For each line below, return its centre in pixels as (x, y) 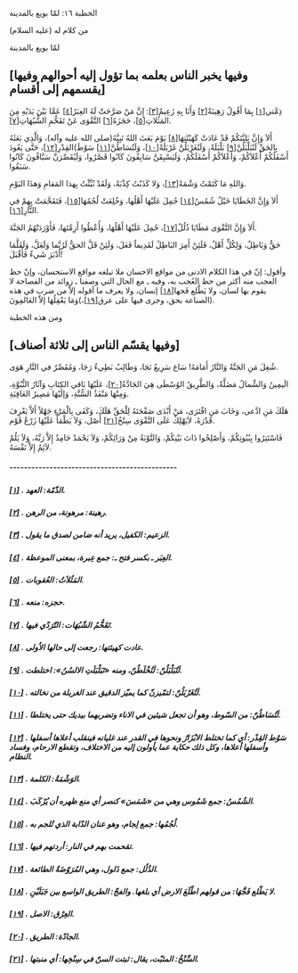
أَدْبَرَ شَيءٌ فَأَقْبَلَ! (36, 254)
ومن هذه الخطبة (36, 317)
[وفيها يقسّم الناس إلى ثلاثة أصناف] (95, 346)
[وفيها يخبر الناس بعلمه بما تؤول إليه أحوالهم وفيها (129, 75)
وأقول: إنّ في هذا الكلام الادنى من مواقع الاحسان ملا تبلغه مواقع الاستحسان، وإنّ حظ (148, 271)
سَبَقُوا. (20, 166)
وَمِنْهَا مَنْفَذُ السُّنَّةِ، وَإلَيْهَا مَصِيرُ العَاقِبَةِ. (69, 393)
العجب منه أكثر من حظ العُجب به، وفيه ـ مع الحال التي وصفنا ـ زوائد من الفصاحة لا (143, 281)
